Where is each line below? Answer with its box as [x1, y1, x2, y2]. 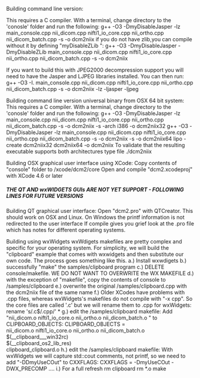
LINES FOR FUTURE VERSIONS [6, 192, 84, 199]
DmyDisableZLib [6, 48, 47, 56]
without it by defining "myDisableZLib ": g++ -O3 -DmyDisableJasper [6, 42, 177, 49]
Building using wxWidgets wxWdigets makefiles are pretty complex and [6, 237, 182, 245]
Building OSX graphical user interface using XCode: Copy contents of [6, 160, 177, 166]
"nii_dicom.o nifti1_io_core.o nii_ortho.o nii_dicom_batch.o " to [6, 314, 158, 321]
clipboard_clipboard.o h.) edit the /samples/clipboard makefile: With [6, 346, 173, 353]
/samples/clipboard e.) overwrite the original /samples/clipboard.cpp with [6, 282, 187, 289]
